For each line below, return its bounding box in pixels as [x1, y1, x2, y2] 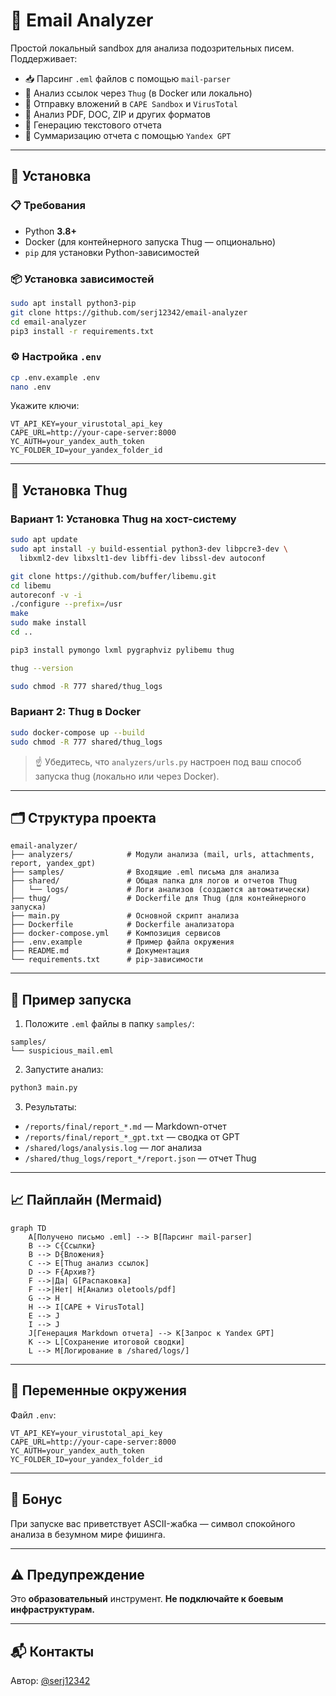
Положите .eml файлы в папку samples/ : [24, 1018, 195, 1030]
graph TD [10, 1223, 47, 1233]
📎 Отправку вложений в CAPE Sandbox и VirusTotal [24, 97, 238, 109]
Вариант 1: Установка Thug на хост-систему [10, 512, 237, 526]
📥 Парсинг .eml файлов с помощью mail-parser [24, 72, 232, 84]
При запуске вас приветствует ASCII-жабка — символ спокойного [10, 1517, 296, 1529]
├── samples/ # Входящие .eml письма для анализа [10, 867, 280, 878]
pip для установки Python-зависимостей [24, 246, 200, 258]
